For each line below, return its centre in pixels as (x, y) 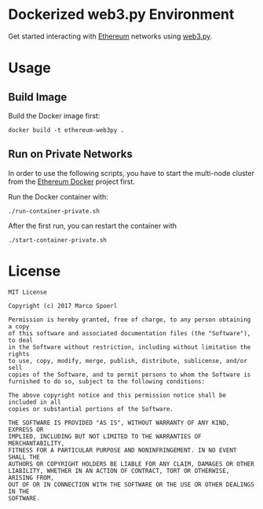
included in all (35, 402)
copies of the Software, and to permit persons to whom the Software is (130, 375)
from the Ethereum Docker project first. (72, 181)
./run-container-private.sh (54, 211)
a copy (19, 326)
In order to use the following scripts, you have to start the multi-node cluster (131, 173)
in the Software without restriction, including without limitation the (130, 347)
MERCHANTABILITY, (37, 443)
